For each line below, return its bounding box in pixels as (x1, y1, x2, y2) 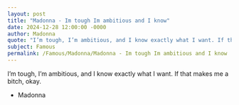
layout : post (7, 10, 46, 18)
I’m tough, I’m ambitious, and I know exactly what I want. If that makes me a (7, 69, 229, 78)
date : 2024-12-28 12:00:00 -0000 (7, 23, 107, 31)
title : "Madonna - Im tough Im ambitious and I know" (7, 17, 171, 24)
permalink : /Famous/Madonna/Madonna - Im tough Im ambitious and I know (7, 50, 228, 57)
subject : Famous (7, 43, 55, 50)
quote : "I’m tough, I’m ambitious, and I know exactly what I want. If (7, 37, 224, 44)
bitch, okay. (7, 77, 41, 85)
